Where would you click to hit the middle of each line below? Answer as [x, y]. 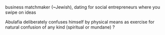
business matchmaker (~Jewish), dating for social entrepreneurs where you [83, 7]
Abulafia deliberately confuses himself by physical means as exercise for [80, 22]
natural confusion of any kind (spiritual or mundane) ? [60, 27]
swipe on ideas [21, 12]
